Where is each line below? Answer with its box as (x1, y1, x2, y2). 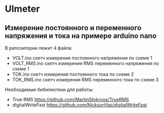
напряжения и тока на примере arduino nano (5, 31, 157, 40)
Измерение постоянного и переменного (5, 24, 142, 32)
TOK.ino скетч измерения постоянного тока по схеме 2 (12, 71, 134, 77)
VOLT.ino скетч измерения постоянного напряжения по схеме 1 (12, 55, 153, 61)
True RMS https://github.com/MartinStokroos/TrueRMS (12, 97, 129, 102)
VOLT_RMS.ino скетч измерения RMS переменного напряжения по (12, 60, 159, 66)
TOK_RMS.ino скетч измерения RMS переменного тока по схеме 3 (12, 77, 159, 82)
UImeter (5, 3, 40, 15)
